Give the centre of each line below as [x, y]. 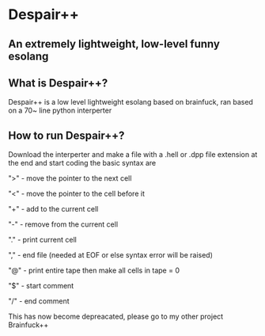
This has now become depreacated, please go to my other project [116, 317]
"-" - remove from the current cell [63, 224]
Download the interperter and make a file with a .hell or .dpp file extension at [133, 155]
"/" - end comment [39, 301]
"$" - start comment [41, 286]
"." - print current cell [42, 240]
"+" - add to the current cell [53, 209]
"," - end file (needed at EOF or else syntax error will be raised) [111, 255]
